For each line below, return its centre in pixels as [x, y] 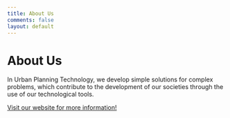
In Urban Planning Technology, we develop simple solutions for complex [110, 79]
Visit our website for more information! [62, 108]
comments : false [30, 20]
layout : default [30, 26]
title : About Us [30, 13]
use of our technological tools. [51, 95]
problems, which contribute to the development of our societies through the [115, 87]
